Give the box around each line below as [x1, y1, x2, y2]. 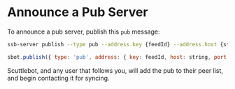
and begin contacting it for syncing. [7, 74, 110, 82]
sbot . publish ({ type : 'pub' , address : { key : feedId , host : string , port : [7, 53, 230, 60]
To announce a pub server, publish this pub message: [7, 27, 160, 36]
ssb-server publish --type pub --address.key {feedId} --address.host [7, 41, 218, 48]
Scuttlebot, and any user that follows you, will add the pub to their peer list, [7, 66, 224, 74]
